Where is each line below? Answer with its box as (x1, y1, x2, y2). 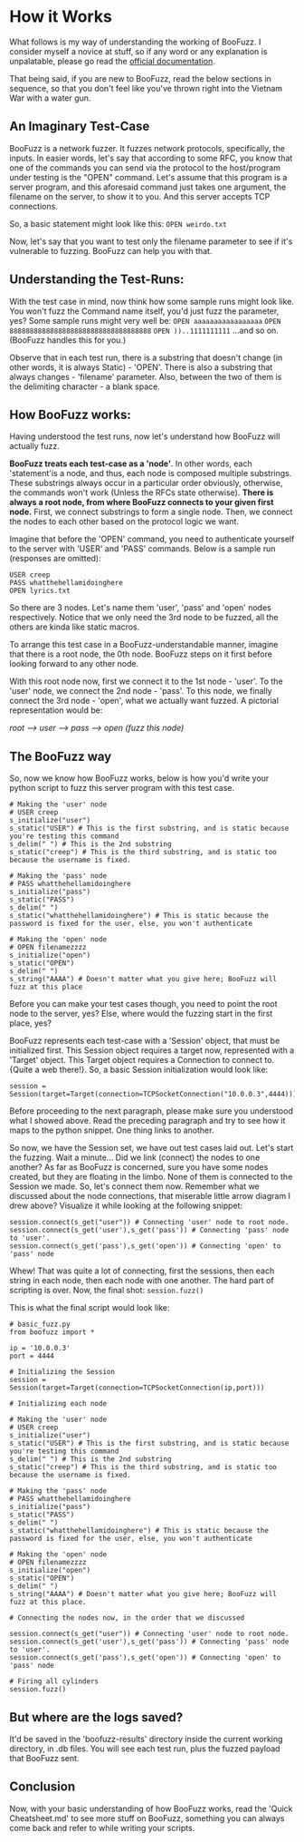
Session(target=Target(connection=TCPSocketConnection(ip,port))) (9, 1383, 265, 1393)
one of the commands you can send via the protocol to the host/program (9, 161, 280, 173)
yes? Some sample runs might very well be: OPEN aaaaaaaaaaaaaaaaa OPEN (9, 315, 281, 326)
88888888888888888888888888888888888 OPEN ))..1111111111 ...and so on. (9, 325, 279, 336)
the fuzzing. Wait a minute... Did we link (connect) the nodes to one (9, 1152, 261, 1163)
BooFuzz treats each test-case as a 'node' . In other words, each (9, 458, 252, 469)
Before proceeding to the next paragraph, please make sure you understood (9, 1106, 294, 1116)
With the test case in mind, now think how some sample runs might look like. (9, 296, 294, 307)
